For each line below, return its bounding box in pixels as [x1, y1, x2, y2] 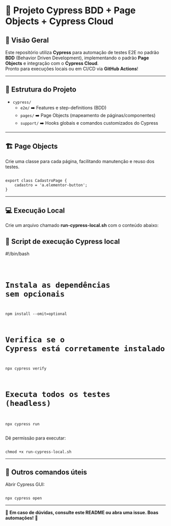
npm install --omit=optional [5, 311, 67, 316]
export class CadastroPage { [5, 178, 67, 183]
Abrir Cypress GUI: [5, 482, 45, 488]
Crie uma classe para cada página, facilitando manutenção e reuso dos [5, 158, 155, 164]
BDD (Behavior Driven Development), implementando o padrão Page [5, 55, 149, 61]
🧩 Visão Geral [5, 36, 49, 44]
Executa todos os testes [5, 390, 110, 399]
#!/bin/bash [5, 250, 30, 257]
